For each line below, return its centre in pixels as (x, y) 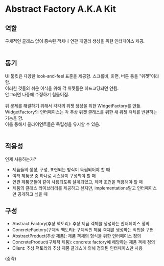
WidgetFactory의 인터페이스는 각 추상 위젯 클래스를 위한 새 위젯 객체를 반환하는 (81, 112)
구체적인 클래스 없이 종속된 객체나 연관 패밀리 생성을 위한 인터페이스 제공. (75, 41)
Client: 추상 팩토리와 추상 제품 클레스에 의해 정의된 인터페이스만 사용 (77, 248)
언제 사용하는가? (21, 159)
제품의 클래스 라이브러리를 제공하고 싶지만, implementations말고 (74, 188)
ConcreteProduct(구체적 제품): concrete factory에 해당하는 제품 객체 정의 (83, 242)
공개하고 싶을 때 (33, 194)
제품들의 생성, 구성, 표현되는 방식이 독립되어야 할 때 (61, 169)
